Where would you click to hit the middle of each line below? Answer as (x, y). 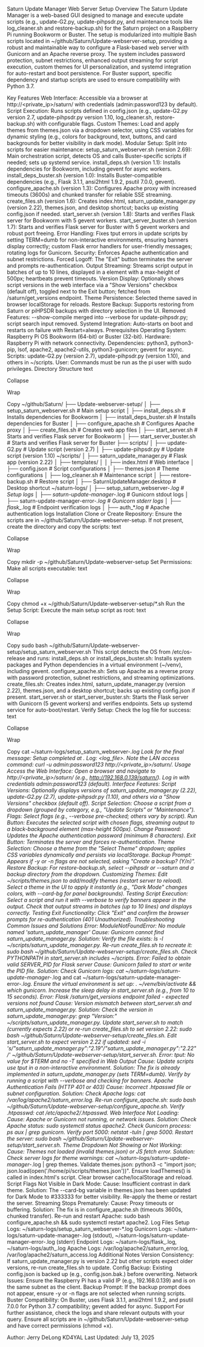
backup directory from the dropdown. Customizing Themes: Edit (87, 874)
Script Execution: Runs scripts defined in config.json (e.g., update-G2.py (97, 111)
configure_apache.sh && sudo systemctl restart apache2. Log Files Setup (98, 1222)
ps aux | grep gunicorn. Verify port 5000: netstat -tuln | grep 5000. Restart (100, 1132)
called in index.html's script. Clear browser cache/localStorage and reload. (100, 1177)
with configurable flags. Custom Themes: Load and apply (108, 124)
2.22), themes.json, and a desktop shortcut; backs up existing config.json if (101, 690)
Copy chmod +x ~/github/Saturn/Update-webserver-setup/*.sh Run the (96, 604)
